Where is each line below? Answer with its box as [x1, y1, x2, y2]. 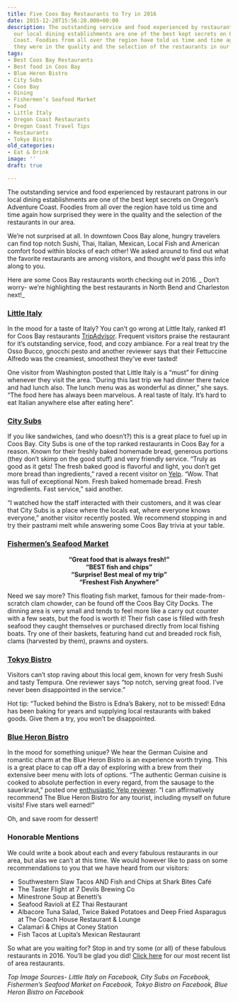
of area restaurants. [7, 959, 65, 967]
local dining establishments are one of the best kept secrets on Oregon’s [7, 195, 219, 204]
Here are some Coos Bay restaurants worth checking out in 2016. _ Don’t [7, 275, 220, 284]
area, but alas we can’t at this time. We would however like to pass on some [7, 856, 228, 864]
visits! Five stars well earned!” [7, 801, 95, 809]
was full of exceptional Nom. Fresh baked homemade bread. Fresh [7, 477, 202, 486]
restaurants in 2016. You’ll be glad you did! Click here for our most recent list [7, 951, 230, 959]
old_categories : [7, 143, 55, 150]
